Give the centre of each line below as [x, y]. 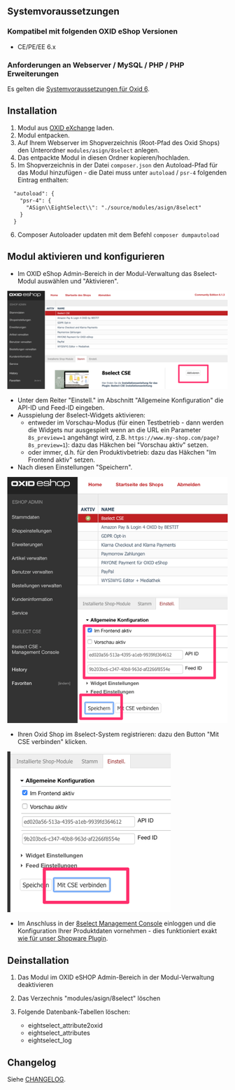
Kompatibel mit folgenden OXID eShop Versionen [93, 32]
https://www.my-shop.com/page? [174, 438]
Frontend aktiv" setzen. [62, 460]
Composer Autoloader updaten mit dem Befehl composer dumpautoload [118, 235]
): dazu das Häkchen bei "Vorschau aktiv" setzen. [137, 445]
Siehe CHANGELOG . [37, 1079]
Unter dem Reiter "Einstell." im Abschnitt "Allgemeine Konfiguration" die [120, 400]
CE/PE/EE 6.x [36, 47]
